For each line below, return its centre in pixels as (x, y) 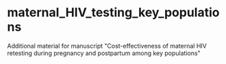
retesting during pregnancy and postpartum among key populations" (104, 53)
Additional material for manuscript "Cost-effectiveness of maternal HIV (107, 46)
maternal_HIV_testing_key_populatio (113, 13)
